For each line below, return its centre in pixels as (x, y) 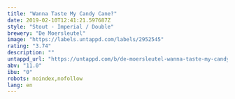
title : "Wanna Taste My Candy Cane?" (62, 14)
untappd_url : (26, 59)
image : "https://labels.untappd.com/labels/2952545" (86, 40)
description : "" (31, 53)
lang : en (20, 85)
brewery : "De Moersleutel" (47, 33)
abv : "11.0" (24, 66)
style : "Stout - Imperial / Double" (60, 26)
